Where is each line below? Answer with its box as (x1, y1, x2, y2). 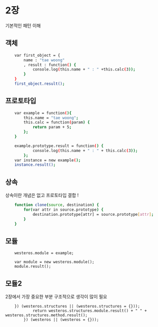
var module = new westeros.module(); (14, 260, 95, 265)
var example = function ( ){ (14, 110, 72, 115)
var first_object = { (14, 53, 60, 58)
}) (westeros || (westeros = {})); (23, 317, 99, 322)
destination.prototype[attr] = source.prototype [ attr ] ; (32, 212, 154, 217)
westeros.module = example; (14, 250, 74, 256)
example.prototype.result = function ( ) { (14, 143, 103, 148)
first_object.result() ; (14, 81, 65, 86)
